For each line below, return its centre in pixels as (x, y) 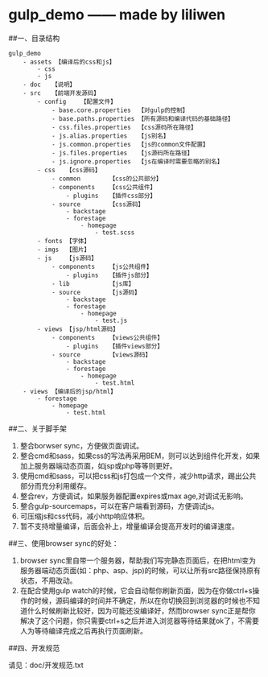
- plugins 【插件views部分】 (114, 346)
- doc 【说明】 (49, 85)
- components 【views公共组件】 (107, 337)
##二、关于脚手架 (37, 428)
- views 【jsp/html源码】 (78, 329)
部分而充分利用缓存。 (55, 485)
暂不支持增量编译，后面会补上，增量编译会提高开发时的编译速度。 (129, 526)
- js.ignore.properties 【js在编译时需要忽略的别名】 (137, 161)
